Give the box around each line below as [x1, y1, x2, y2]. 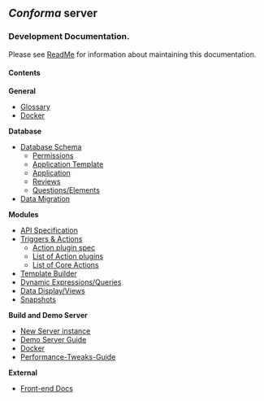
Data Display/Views [19, 285, 85, 295]
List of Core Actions [32, 259, 99, 269]
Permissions [32, 150, 74, 160]
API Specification [19, 225, 79, 235]
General [8, 85, 37, 96]
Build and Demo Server [8, 310, 88, 320]
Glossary [19, 102, 51, 111]
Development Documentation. [8, 31, 130, 42]
